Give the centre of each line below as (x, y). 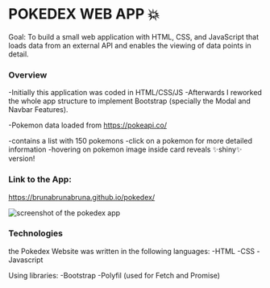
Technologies (35, 233)
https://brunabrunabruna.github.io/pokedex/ (82, 197)
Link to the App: (40, 180)
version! (22, 159)
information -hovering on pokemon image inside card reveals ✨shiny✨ (125, 149)
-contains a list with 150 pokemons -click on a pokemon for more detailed (130, 141)
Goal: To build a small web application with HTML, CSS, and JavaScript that (134, 36)
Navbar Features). (38, 110)
